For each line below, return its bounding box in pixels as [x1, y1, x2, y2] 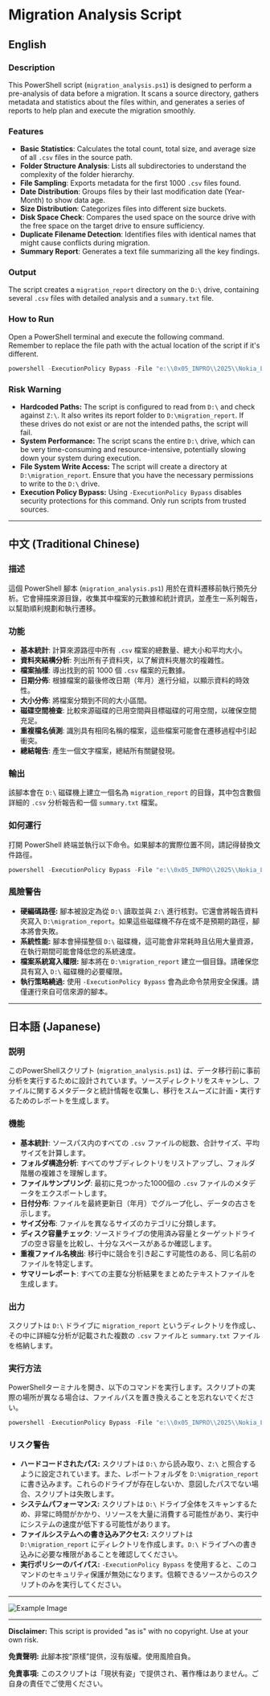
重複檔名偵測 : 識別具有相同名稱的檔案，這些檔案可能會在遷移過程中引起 [19, 726, 257, 735]
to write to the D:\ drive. [19, 479, 100, 488]
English [8, 38, 47, 51]
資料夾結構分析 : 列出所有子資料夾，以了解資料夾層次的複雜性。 [19, 655, 229, 665]
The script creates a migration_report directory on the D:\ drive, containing [8, 285, 260, 294]
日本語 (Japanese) [8, 1020, 101, 1034]
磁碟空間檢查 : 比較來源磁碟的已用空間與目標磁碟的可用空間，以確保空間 [19, 706, 257, 715]
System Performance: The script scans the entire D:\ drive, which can [19, 436, 256, 446]
